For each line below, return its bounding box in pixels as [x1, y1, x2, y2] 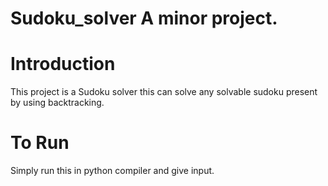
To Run [10, 132, 70, 154]
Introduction [10, 53, 116, 76]
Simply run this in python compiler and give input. [10, 165, 215, 177]
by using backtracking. [10, 97, 105, 109]
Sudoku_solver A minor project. [10, 7, 278, 30]
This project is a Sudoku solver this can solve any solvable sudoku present [10, 86, 318, 98]
